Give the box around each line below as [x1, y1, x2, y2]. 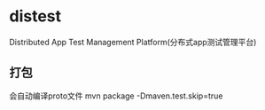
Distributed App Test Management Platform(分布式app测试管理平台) [9, 36, 257, 47]
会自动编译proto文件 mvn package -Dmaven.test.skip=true [9, 90, 223, 101]
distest [9, 6, 62, 27]
